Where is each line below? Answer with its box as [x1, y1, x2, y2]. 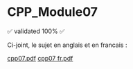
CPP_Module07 [7, 4, 98, 20]
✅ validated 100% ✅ [7, 27, 65, 35]
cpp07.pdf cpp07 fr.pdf [7, 54, 73, 62]
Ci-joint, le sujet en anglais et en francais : [7, 41, 127, 49]
